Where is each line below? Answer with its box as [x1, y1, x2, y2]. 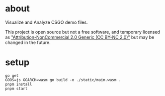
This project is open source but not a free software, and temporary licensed [5, 29, 161, 35]
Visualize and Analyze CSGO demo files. [5, 19, 88, 25]
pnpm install [5, 82, 32, 87]
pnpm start [5, 86, 28, 91]
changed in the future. [5, 39, 51, 45]
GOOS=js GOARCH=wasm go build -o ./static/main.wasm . [5, 77, 121, 82]
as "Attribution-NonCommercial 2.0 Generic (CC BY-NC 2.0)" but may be [5, 34, 155, 40]
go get [5, 73, 19, 78]
